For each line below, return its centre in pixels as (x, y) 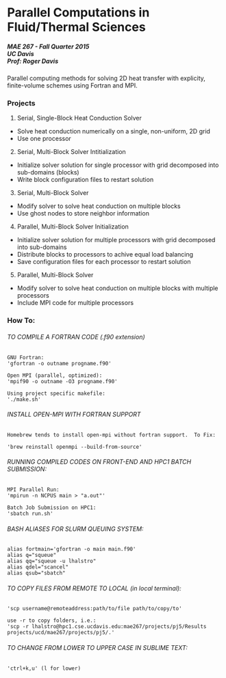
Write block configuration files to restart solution (85, 180)
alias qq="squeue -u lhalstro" (52, 561)
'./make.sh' (24, 399)
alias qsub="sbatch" (37, 573)
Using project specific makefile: (56, 393)
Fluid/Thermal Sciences (76, 27)
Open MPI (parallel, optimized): (55, 375)
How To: (21, 321)
